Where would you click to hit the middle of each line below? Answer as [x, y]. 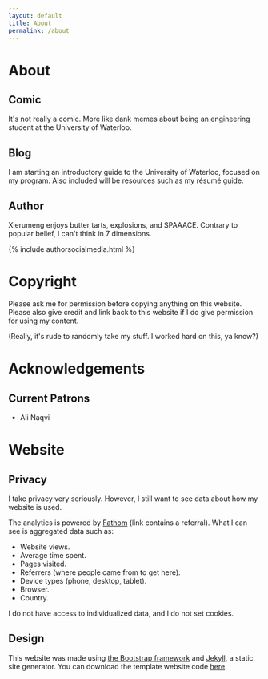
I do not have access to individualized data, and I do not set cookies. [121, 613]
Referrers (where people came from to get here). [100, 572]
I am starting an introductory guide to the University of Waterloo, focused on [134, 172]
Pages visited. [43, 564]
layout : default [35, 16]
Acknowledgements [77, 369]
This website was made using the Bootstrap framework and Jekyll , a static [131, 657]
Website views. [45, 547]
